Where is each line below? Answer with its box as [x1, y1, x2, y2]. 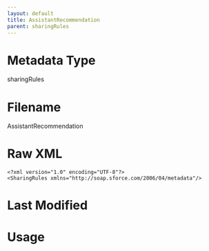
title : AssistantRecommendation [7, 17, 100, 23]
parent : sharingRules [7, 23, 70, 30]
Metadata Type [7, 52, 96, 68]
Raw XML [7, 146, 63, 162]
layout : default [7, 10, 54, 17]
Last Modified [7, 197, 88, 213]
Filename [7, 99, 61, 115]
